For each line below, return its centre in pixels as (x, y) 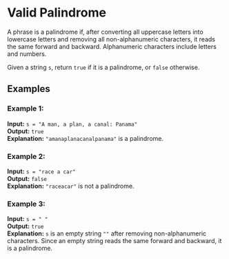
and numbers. (27, 54)
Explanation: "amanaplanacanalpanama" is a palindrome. (86, 138)
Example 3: (27, 204)
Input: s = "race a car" (41, 171)
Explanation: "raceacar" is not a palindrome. (71, 186)
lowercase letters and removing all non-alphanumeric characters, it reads (111, 39)
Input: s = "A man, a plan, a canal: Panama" (72, 124)
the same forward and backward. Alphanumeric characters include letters (112, 46)
